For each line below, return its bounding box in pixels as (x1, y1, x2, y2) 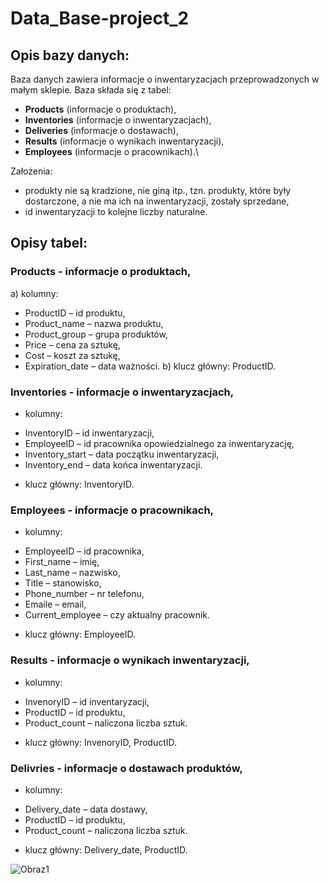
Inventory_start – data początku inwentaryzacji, (24, 448, 220, 460)
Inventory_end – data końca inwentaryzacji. (24, 458, 203, 471)
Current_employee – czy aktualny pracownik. (24, 609, 211, 621)
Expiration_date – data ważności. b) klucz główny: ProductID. (24, 360, 277, 372)
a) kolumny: (10, 287, 59, 299)
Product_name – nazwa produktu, (24, 317, 164, 329)
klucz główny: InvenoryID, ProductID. (24, 736, 178, 748)
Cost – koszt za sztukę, (24, 349, 121, 361)
